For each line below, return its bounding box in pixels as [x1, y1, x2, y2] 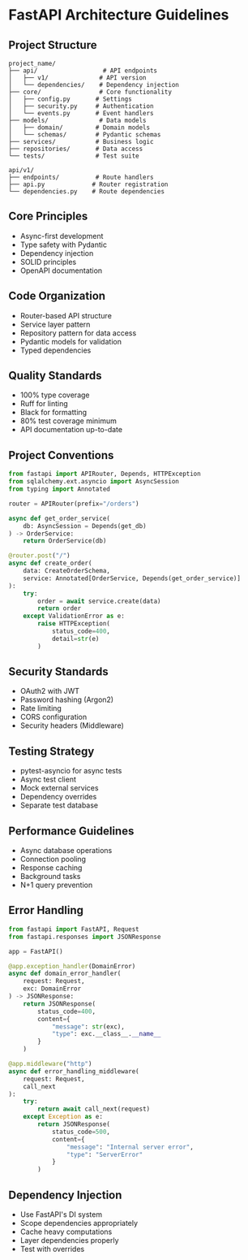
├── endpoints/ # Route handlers [8, 173, 154, 181]
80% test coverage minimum [19, 416, 118, 426]
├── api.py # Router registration [8, 180, 169, 188]
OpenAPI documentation [19, 266, 103, 275]
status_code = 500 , [51, 1128, 111, 1136]
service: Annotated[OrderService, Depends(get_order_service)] [23, 574, 242, 582]
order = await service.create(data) [37, 597, 161, 605]
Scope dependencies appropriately [19, 1218, 139, 1228]
